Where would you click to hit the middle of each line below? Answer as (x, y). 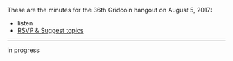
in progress (24, 50)
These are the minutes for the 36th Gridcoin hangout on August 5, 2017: (110, 10)
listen (25, 23)
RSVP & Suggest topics (50, 30)
